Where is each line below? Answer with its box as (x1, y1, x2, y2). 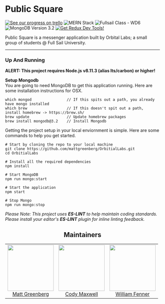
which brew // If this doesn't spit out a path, (5, 106, 144, 111)
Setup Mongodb (5, 77, 39, 83)
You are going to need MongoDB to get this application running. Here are (5, 83, 153, 89)
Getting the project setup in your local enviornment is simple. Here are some (5, 127, 160, 133)
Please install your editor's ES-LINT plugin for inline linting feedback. (5, 216, 145, 222)
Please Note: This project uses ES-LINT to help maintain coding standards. (5, 211, 158, 217)
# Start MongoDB (5, 172, 38, 178)
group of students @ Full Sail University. (5, 39, 86, 45)
